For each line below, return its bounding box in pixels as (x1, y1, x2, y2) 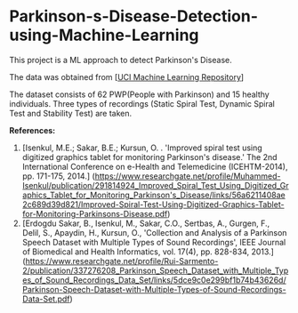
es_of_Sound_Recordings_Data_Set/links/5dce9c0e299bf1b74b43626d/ (21, 274, 286, 285)
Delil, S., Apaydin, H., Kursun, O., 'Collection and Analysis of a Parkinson (21, 227, 287, 237)
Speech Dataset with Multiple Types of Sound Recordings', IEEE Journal (21, 237, 286, 247)
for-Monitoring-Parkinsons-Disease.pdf (21, 208, 168, 219)
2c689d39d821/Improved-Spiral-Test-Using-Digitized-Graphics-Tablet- (21, 198, 285, 210)
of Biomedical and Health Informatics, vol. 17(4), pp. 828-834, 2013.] (21, 246, 274, 257)
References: (9, 124, 56, 135)
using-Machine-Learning (9, 25, 199, 45)
